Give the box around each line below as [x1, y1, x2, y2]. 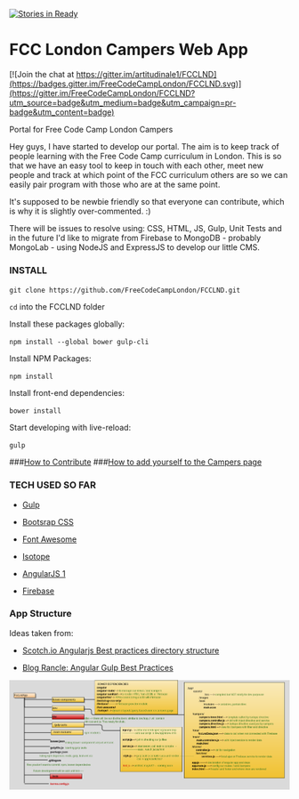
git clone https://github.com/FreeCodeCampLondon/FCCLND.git [9, 286, 241, 295]
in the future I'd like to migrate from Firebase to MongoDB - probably [9, 232, 262, 243]
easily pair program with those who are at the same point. [9, 179, 221, 190]
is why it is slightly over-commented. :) [9, 206, 151, 216]
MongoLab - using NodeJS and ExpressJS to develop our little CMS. [9, 241, 261, 253]
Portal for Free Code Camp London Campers [9, 124, 174, 134]
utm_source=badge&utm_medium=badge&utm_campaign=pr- [9, 97, 237, 108]
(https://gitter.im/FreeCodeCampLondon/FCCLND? [9, 87, 196, 98]
